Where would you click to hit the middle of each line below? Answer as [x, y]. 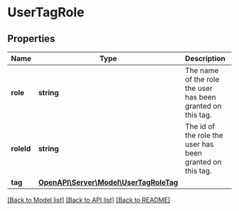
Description [205, 59]
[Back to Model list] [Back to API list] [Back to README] [89, 200]
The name [202, 70]
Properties [31, 39]
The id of [200, 126]
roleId [21, 148]
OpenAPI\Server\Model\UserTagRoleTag [108, 182]
